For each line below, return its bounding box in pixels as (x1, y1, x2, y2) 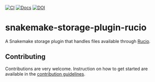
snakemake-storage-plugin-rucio (5, 22, 147, 33)
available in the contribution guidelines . (5, 71, 85, 77)
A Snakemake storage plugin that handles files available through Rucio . (5, 38, 151, 44)
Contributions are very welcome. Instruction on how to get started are (5, 66, 148, 72)
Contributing (5, 52, 46, 61)
